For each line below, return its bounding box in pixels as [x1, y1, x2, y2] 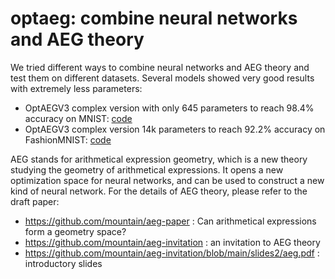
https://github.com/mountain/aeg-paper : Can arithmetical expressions [24, 215, 317, 227]
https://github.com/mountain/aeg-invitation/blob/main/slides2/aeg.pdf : [24, 247, 320, 259]
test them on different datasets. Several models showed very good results [10, 72, 315, 84]
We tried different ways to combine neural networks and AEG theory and [10, 61, 310, 73]
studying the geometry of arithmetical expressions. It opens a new [10, 163, 284, 176]
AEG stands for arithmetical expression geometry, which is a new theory [10, 153, 308, 165]
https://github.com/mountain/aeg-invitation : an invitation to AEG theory [24, 236, 321, 248]
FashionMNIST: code [24, 133, 112, 146]
